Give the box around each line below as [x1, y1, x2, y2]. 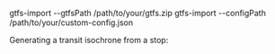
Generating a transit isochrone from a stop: [9, 35, 169, 45]
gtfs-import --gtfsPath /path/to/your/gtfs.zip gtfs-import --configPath [9, 8, 267, 18]
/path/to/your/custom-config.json [9, 17, 134, 28]
